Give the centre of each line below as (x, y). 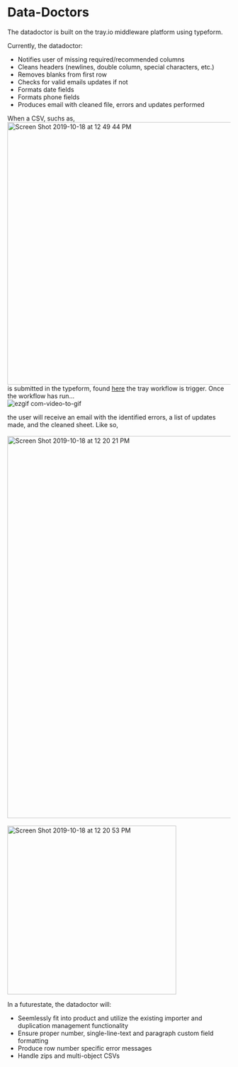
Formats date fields (46, 89)
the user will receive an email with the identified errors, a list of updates (112, 417)
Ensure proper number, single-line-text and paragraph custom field (115, 1033)
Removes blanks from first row (62, 74)
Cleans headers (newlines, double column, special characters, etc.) (116, 67)
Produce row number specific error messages (85, 1048)
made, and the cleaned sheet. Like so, (63, 424)
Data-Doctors (49, 12)
